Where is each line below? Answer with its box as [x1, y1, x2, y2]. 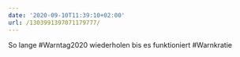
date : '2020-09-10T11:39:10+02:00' [8, 11, 126, 20]
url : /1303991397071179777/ [8, 19, 101, 27]
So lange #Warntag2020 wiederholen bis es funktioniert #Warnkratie [8, 40, 233, 49]
